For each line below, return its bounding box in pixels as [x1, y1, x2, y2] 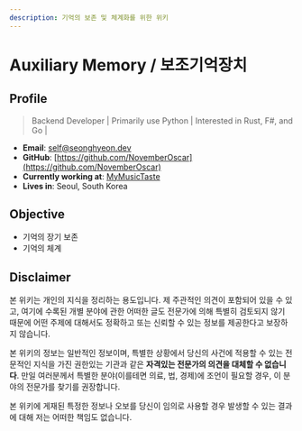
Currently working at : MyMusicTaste [22, 170, 160, 181]
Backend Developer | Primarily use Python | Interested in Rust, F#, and [31, 115, 293, 126]
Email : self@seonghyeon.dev [22, 142, 133, 153]
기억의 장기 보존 [22, 232, 78, 243]
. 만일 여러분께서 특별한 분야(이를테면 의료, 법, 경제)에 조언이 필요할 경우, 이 [16, 371, 281, 381]
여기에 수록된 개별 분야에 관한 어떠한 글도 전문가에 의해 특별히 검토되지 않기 [21, 306, 286, 316]
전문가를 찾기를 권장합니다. [25, 381, 121, 392]
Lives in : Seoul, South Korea [22, 180, 128, 191]
